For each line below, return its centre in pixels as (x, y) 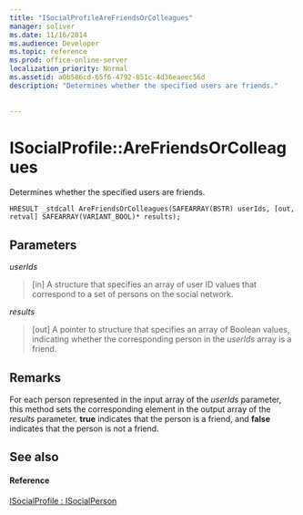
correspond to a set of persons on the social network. (132, 294)
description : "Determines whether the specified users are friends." (144, 86)
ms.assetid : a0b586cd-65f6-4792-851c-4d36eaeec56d (107, 77)
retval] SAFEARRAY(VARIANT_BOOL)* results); (95, 217)
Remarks (35, 378)
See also (34, 457)
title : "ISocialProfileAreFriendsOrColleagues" (101, 18)
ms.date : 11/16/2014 (49, 35)
